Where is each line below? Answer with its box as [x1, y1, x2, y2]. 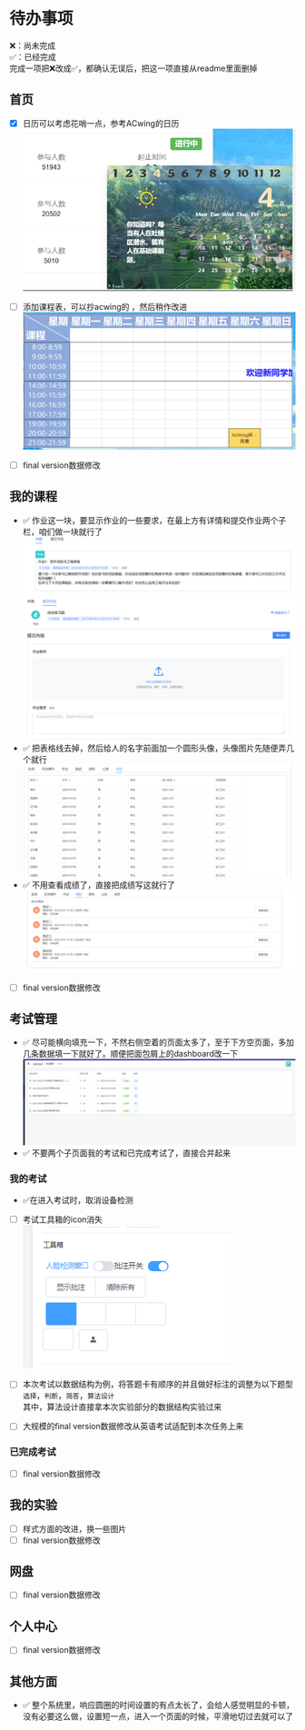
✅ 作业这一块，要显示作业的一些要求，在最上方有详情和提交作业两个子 [22, 514, 287, 525]
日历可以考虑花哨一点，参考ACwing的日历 [22, 117, 180, 128]
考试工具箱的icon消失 [22, 1214, 103, 1225]
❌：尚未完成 [9, 40, 56, 51]
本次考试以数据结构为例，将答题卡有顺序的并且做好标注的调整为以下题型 [22, 1378, 293, 1390]
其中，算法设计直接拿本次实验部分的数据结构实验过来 [22, 1401, 222, 1413]
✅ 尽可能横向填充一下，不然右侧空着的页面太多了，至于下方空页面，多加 [22, 1037, 295, 1048]
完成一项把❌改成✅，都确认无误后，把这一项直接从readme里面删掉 [9, 63, 258, 74]
